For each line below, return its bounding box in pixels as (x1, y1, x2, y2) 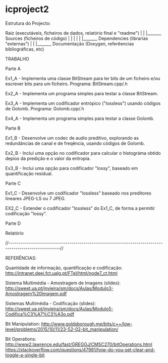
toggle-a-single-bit (5, 352, 45, 358)
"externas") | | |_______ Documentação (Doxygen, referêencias (5, 40, 134, 46)
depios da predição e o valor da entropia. (5, 155, 91, 161)
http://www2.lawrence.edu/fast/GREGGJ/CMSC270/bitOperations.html (5, 341, 152, 347)
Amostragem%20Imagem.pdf (5, 290, 67, 296)
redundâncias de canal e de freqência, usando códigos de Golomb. (5, 140, 145, 146)
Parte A (5, 66, 21, 72)
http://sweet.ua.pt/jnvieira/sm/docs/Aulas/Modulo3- (5, 285, 114, 291)
